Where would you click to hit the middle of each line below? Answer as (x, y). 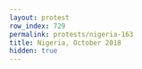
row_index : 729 (38, 26)
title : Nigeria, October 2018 (66, 43)
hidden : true (33, 51)
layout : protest (39, 17)
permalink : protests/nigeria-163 (71, 34)
